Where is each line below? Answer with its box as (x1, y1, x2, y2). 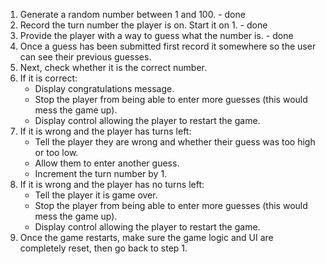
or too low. (34, 147, 79, 158)
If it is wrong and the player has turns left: (19, 125, 192, 137)
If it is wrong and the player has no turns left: (19, 179, 205, 190)
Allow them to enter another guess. (34, 157, 180, 169)
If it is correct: (19, 72, 78, 84)
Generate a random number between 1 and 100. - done (19, 9, 246, 20)
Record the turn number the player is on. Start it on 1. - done (19, 19, 268, 31)
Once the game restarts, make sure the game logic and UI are (19, 232, 274, 243)
